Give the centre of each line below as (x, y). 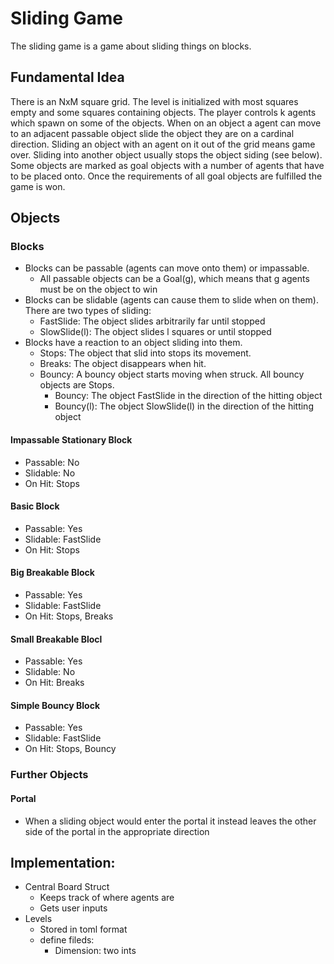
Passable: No (52, 462)
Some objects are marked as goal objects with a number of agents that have (167, 165)
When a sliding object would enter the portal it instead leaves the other (170, 821)
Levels (38, 919)
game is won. (38, 186)
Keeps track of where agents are (107, 898)
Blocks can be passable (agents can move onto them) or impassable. (167, 268)
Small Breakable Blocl (56, 639)
